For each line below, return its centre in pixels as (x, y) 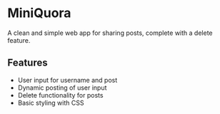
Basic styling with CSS (51, 103)
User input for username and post (67, 80)
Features (27, 63)
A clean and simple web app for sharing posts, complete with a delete (110, 33)
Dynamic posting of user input (62, 88)
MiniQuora (39, 13)
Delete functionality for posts (60, 95)
